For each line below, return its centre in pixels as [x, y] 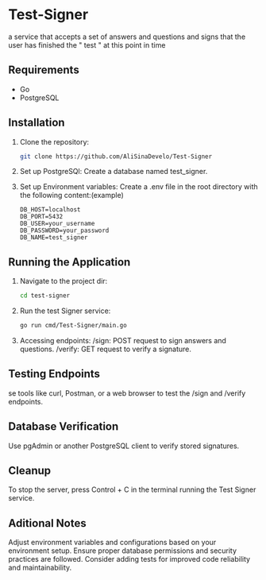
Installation [37, 123]
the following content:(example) [72, 195]
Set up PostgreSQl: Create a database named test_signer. [114, 172]
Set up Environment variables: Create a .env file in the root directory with [139, 187]
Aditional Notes [47, 523]
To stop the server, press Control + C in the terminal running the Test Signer [132, 489]
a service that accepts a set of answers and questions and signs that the [127, 37]
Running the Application [69, 262]
